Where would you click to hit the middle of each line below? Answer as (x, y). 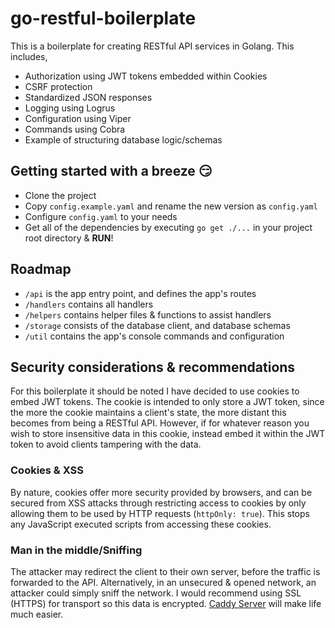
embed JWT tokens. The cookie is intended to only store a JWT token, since (167, 402)
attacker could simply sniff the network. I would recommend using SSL (156, 593)
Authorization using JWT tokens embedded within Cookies (146, 76)
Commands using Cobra (75, 129)
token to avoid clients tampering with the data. (106, 444)
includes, (29, 56)
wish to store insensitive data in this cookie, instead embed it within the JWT (168, 434)
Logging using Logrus (70, 108)
